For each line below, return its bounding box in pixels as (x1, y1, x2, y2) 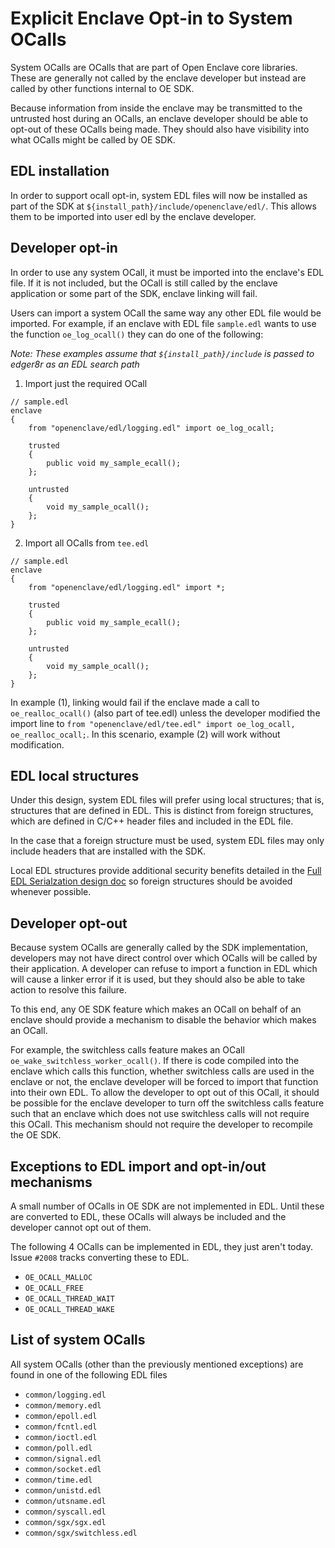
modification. (10, 738, 65, 751)
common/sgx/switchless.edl (24, 1528, 138, 1538)
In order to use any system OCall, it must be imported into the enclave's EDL (10, 266, 325, 278)
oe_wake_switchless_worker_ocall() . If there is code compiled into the (10, 1055, 300, 1067)
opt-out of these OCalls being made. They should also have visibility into (10, 123, 310, 135)
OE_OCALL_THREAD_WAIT (24, 1294, 115, 1304)
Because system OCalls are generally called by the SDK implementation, (10, 942, 309, 954)
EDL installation (10, 163, 110, 180)
